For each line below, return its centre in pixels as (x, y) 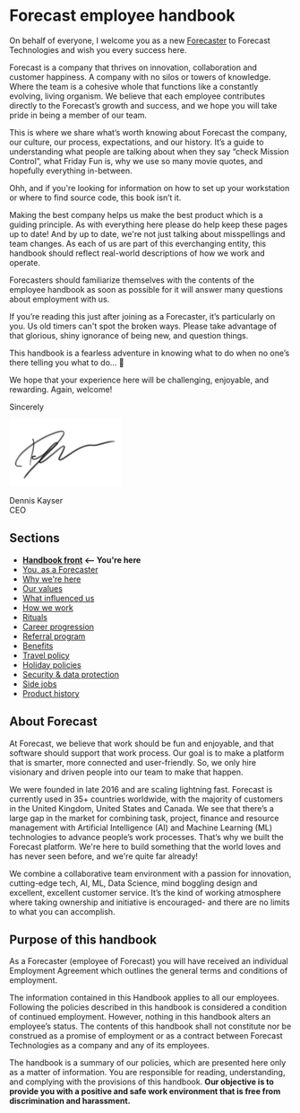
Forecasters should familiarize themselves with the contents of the (132, 280)
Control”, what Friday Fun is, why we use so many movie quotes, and (136, 161)
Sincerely (27, 407)
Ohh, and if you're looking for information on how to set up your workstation (150, 188)
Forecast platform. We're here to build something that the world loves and (145, 846)
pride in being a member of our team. (78, 115)
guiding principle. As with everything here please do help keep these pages (149, 224)
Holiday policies (52, 664)
